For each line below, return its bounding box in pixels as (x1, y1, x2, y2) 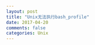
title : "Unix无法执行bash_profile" (6, 14, 90, 20)
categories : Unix (6, 30, 49, 36)
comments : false (6, 25, 46, 31)
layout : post (6, 8, 38, 15)
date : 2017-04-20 (6, 19, 49, 25)
